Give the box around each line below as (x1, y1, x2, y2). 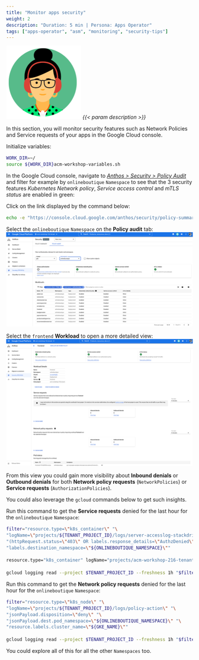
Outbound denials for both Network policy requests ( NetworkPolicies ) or (6, 478, 187, 485)
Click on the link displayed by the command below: (6, 202, 130, 210)
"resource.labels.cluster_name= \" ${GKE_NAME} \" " (6, 624, 129, 630)
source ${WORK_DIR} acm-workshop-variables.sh (6, 161, 120, 167)
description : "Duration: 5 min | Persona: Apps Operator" (6, 22, 152, 28)
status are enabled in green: (6, 191, 75, 198)
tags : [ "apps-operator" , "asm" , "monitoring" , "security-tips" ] (6, 28, 168, 34)
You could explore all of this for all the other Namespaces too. (6, 648, 152, 655)
